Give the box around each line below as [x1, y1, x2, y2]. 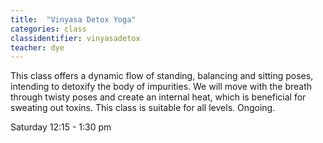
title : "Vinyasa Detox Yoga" [10, 14, 137, 25]
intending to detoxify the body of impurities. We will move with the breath [10, 81, 313, 93]
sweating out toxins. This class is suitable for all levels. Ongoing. [10, 102, 276, 114]
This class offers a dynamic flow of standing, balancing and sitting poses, [10, 70, 314, 82]
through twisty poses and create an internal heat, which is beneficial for [10, 91, 307, 103]
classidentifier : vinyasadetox [10, 33, 141, 43]
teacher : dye [10, 42, 65, 53]
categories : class [10, 24, 87, 34]
